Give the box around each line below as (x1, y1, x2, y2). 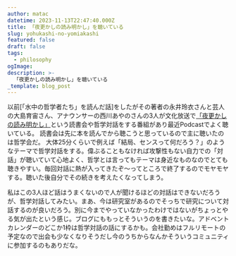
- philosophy (13, 56, 52, 63)
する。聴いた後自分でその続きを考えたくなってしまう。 (7, 173, 168, 182)
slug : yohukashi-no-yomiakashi (7, 30, 99, 37)
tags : (7, 50, 23, 57)
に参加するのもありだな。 (7, 241, 82, 250)
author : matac (7, 10, 49, 18)
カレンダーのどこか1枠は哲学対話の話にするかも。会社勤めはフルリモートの (7, 224, 226, 232)
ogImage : (7, 63, 33, 70)
